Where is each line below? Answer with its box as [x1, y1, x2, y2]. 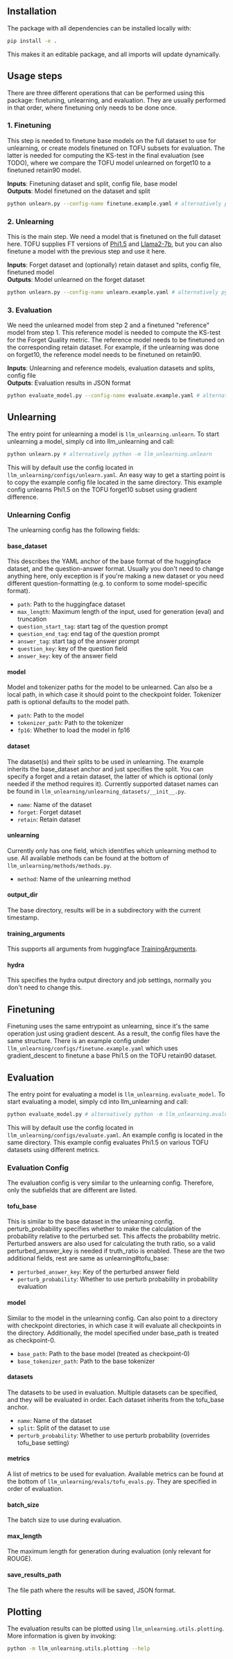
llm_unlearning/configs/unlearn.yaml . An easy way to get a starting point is [7, 470, 225, 478]
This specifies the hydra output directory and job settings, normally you [7, 976, 212, 985]
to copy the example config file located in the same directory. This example [7, 478, 223, 486]
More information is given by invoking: [7, 1632, 116, 1640]
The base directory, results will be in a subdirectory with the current [7, 906, 201, 915]
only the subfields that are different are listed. [7, 1186, 137, 1194]
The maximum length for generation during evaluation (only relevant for [7, 1547, 212, 1556]
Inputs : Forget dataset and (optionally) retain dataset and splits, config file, [7, 260, 221, 269]
